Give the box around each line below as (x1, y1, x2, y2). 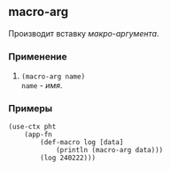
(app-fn (24, 130, 52, 139)
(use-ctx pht (8, 122, 57, 132)
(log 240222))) (40, 153, 97, 163)
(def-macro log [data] (40, 138, 124, 147)
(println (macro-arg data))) (55, 146, 164, 155)
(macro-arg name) (20, 72, 86, 81)
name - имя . (20, 80, 63, 91)
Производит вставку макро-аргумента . (8, 28, 159, 38)
